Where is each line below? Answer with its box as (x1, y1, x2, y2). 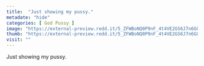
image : (6, 25, 23, 32)
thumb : (6, 31, 23, 37)
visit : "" (6, 37, 32, 43)
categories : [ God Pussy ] (6, 20, 75, 26)
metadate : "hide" (6, 14, 50, 20)
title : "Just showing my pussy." (6, 8, 94, 15)
